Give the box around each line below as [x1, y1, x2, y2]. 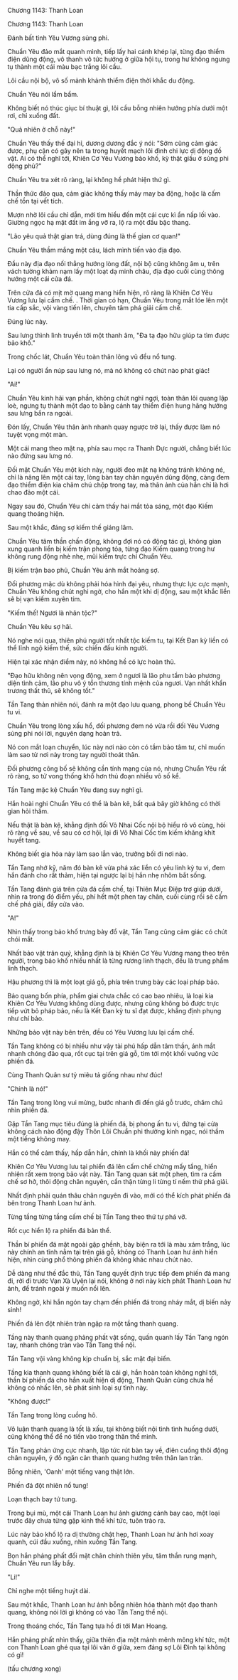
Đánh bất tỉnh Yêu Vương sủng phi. [7, 33, 109, 42]
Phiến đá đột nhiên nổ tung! [7, 1481, 89, 1489]
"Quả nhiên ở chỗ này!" [7, 125, 76, 134]
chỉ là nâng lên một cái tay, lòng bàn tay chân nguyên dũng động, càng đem [7, 473, 229, 481]
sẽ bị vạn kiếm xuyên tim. [7, 595, 82, 603]
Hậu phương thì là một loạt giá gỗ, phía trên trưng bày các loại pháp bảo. [7, 978, 220, 986]
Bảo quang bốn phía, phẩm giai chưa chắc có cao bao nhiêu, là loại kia [7, 992, 215, 1000]
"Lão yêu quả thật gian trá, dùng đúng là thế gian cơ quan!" [7, 232, 181, 241]
